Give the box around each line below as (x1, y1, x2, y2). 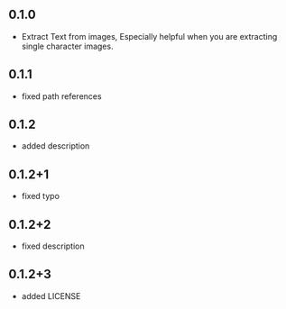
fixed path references (21, 90, 102, 102)
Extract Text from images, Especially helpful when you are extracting (21, 31, 278, 41)
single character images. (21, 41, 114, 51)
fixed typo (21, 191, 60, 202)
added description (21, 141, 90, 151)
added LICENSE (21, 290, 81, 301)
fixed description (21, 241, 85, 251)
